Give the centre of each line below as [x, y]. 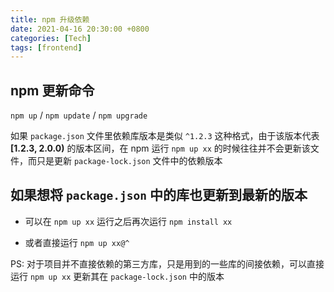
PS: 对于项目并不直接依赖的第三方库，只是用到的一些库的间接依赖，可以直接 [167, 263]
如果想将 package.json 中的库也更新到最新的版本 [159, 195]
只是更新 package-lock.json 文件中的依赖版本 [129, 161]
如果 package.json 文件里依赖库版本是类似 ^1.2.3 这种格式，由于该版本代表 [165, 136]
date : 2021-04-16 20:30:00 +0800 [80, 29]
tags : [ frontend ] [46, 47]
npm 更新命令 [52, 90]
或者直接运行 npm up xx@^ [77, 242]
